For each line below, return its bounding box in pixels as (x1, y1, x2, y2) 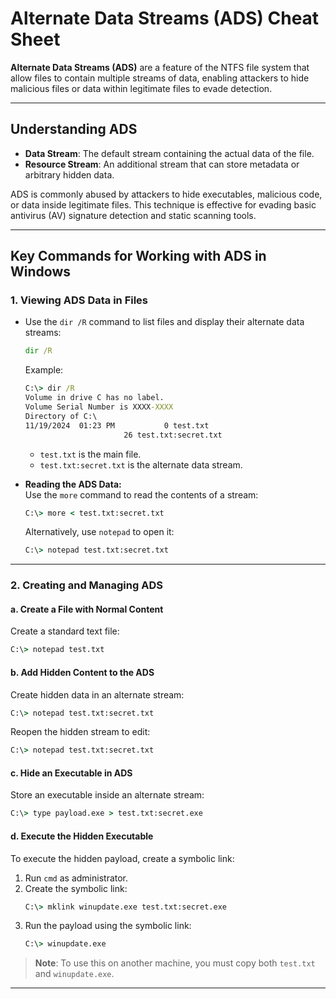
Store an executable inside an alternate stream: (10, 789, 205, 801)
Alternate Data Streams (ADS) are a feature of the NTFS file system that (10, 61, 310, 73)
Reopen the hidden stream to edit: (10, 726, 151, 738)
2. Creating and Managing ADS (10, 578, 163, 592)
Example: (24, 364, 64, 376)
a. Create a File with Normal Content (10, 603, 164, 615)
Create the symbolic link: (24, 882, 128, 894)
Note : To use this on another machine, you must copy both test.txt (34, 957, 316, 969)
